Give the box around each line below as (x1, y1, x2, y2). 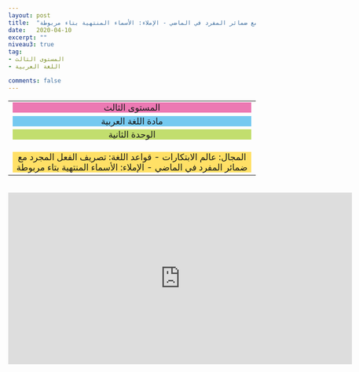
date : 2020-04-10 (8, 26, 72, 34)
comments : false (8, 76, 61, 85)
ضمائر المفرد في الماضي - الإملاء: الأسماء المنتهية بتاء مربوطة (16, 162, 248, 173)
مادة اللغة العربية (101, 115, 163, 126)
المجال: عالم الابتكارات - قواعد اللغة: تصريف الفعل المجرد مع (17, 151, 247, 163)
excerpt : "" (8, 33, 47, 42)
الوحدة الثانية (108, 129, 156, 140)
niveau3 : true (8, 41, 55, 49)
